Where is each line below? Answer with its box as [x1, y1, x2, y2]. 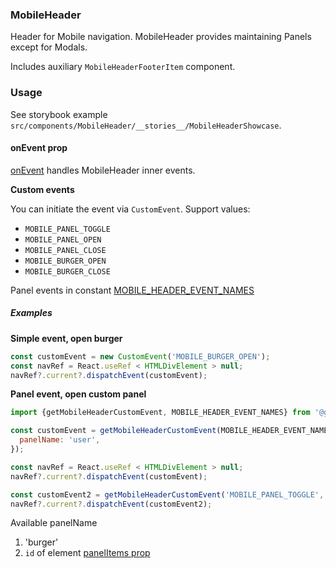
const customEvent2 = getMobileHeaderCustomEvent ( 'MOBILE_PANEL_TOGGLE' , [10, 489, 325, 500]
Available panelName [10, 517, 98, 529]
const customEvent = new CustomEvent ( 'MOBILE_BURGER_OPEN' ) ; [10, 351, 271, 362]
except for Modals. [10, 41, 88, 53]
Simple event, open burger [10, 332, 123, 344]
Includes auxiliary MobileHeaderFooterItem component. [10, 61, 236, 73]
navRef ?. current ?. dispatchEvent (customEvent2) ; [10, 499, 213, 509]
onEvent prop [10, 142, 68, 154]
